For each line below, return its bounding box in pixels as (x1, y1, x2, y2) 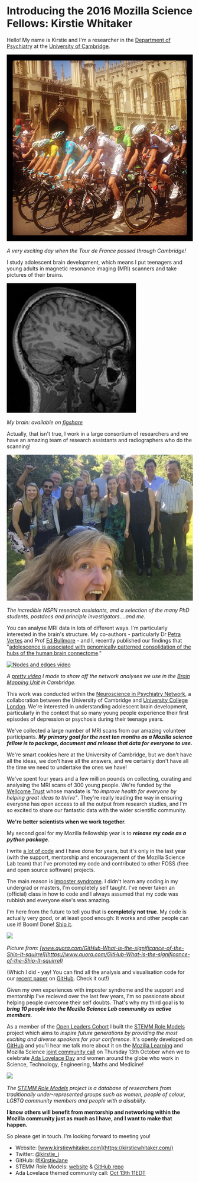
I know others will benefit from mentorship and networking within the (6, 1108, 181, 1116)
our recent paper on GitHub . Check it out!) (6, 975, 110, 982)
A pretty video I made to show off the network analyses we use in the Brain (6, 672, 191, 679)
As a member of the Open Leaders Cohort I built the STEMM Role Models (6, 1023, 185, 1030)
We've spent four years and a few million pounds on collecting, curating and (6, 775, 192, 782)
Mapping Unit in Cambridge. (6, 679, 76, 686)
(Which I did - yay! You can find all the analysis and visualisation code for (6, 968, 185, 976)
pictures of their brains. (6, 271, 64, 278)
